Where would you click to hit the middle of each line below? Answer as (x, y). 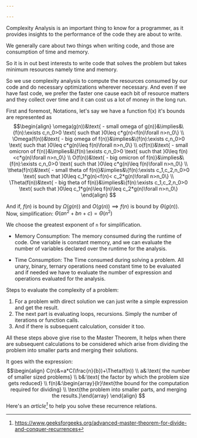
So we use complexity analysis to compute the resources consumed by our (97, 80)
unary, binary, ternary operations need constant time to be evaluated (97, 266)
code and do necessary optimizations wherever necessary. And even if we (96, 87)
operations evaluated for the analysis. (60, 279)
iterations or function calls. (47, 320)
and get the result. (37, 308)
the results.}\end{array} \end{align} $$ (98, 396)
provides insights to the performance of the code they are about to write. (94, 34)
